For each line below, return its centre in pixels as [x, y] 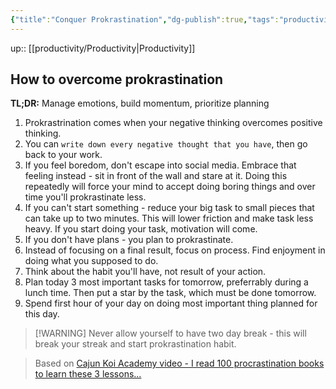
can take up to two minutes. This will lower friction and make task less [169, 218]
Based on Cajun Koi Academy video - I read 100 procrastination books [179, 363]
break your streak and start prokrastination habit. [135, 344]
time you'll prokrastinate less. [85, 197]
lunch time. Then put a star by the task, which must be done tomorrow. [170, 293]
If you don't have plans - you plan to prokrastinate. [129, 240]
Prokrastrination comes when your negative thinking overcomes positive [173, 123]
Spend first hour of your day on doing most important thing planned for [171, 303]
